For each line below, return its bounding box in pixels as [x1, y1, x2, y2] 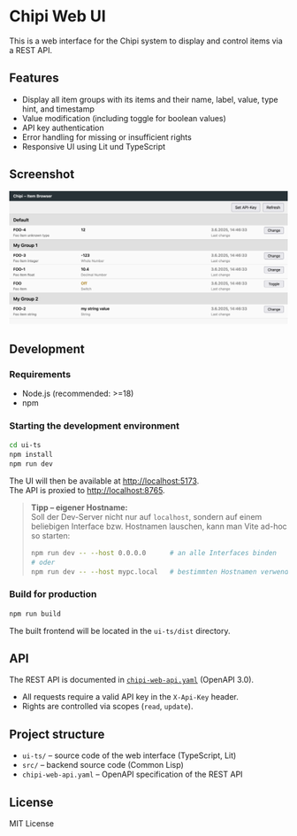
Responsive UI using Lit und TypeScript [21, 141, 166, 151]
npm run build [9, 609, 62, 618]
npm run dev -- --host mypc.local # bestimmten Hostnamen [30, 567, 257, 577]
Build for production [9, 588, 97, 600]
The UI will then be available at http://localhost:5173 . [9, 476, 200, 486]
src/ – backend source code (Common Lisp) [21, 760, 184, 770]
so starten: [30, 530, 71, 541]
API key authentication [21, 122, 104, 133]
